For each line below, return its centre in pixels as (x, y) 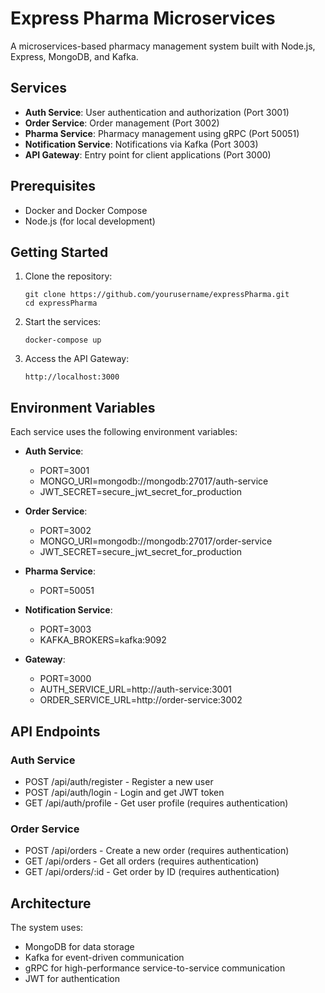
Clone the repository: (68, 276)
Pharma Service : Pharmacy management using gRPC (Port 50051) (162, 133)
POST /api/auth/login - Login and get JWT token (124, 792)
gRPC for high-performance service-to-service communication (155, 968)
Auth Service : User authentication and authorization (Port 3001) (157, 112)
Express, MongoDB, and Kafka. (74, 56)
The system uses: (47, 927)
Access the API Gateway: (77, 359)
